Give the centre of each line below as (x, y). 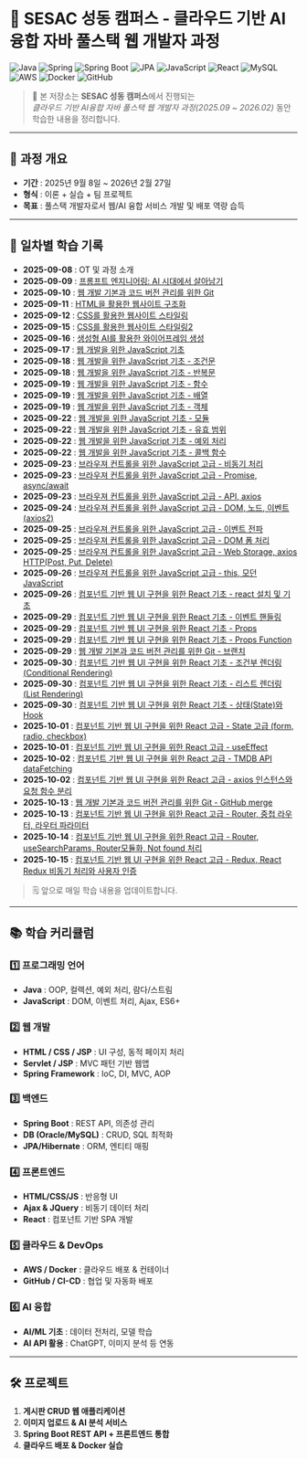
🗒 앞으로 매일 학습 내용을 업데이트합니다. (105, 890)
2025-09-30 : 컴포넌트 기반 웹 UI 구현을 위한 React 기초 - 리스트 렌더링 (152, 683)
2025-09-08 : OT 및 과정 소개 (78, 270)
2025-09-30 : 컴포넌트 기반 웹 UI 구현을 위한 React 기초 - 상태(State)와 (153, 704)
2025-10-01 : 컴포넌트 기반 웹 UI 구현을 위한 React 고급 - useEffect (145, 746)
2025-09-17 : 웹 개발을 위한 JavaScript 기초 (104, 349)
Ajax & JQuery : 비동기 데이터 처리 (85, 1208)
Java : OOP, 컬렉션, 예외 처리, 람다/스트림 (98, 990)
